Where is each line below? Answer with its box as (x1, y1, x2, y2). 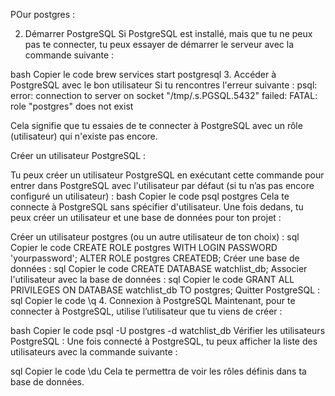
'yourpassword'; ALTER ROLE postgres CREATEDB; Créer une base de (10, 252, 300, 264)
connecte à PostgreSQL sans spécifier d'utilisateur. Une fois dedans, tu (10, 201, 304, 213)
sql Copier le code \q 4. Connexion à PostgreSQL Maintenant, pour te (10, 295, 296, 306)
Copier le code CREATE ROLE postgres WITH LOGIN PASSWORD (10, 242, 278, 253)
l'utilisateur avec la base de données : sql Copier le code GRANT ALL (10, 274, 295, 285)
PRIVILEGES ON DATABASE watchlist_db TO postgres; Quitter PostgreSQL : (10, 284, 321, 296)
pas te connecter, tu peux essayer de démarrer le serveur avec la (24, 39, 295, 50)
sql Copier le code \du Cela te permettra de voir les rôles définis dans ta (10, 365, 307, 377)
